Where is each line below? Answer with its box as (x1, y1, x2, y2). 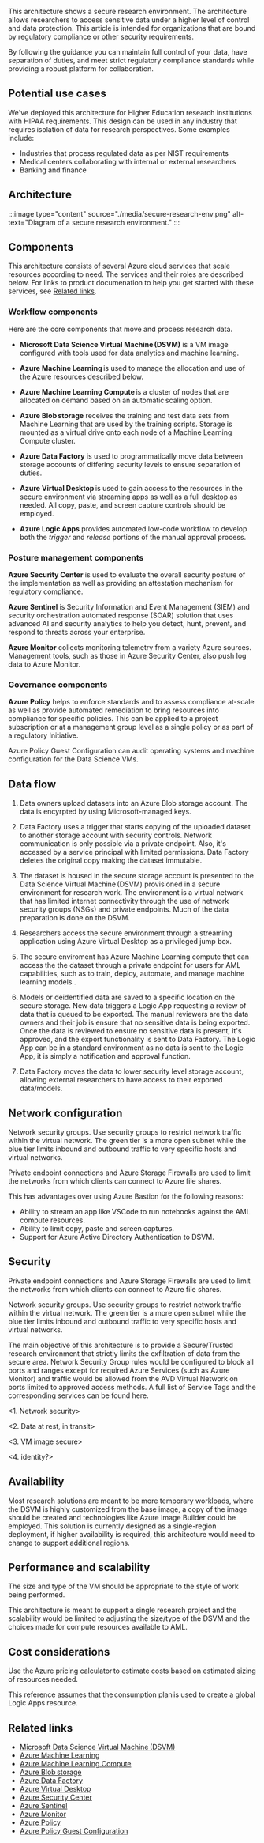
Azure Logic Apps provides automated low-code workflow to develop (19, 523, 247, 533)
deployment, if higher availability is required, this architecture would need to (8, 1529, 255, 1539)
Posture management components (8, 552, 144, 563)
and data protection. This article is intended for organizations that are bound (8, 24, 256, 32)
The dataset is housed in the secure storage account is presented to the (19, 871, 255, 881)
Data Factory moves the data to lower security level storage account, (19, 1067, 244, 1076)
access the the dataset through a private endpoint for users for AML (19, 961, 241, 970)
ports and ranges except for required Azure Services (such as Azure (8, 1365, 230, 1375)
